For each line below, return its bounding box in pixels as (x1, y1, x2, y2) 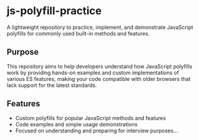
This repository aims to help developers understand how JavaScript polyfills (7, 63, 192, 70)
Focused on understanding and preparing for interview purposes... (15, 127, 178, 134)
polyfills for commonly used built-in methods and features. (7, 30, 150, 37)
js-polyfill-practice (7, 4, 102, 18)
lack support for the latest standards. (7, 82, 97, 89)
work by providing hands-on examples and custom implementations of (7, 69, 179, 76)
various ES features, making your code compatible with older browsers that (7, 75, 191, 82)
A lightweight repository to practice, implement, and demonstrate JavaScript (7, 24, 194, 31)
